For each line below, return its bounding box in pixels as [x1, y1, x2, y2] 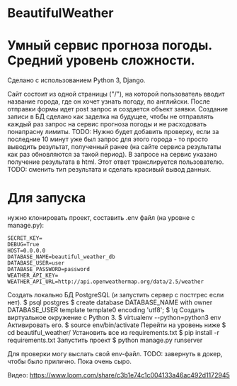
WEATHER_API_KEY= [7, 272, 59, 280]
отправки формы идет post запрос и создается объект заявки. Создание [7, 105, 229, 114]
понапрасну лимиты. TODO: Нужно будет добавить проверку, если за [7, 128, 219, 136]
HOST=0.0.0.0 [7, 247, 46, 255]
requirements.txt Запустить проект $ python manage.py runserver [7, 336, 203, 345]
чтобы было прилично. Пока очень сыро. [7, 357, 132, 366]
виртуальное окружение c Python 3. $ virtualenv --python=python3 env [7, 314, 221, 322]
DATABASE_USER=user [7, 260, 65, 267]
